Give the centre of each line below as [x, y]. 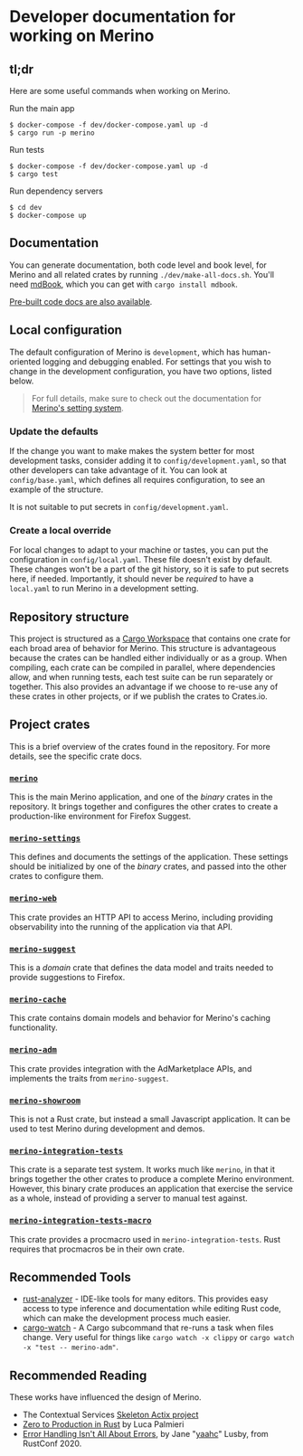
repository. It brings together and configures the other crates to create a [144, 807]
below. [22, 381]
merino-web [33, 898]
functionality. [34, 1027]
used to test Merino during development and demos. [107, 1129]
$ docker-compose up [48, 215]
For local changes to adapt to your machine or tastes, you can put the [139, 550]
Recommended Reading [78, 1375]
